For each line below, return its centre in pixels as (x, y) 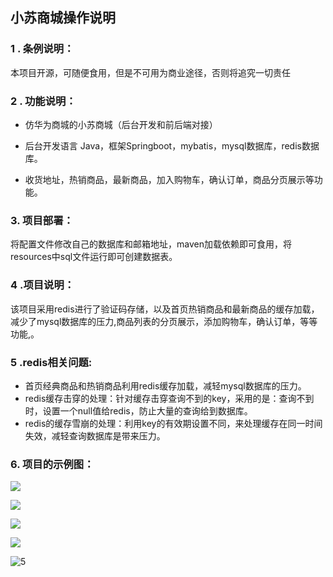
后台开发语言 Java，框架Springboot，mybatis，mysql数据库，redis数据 (172, 145)
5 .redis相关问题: (51, 362)
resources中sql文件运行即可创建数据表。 (94, 257)
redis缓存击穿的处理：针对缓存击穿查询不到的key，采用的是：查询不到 (169, 398)
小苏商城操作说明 (63, 18)
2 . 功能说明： (43, 101)
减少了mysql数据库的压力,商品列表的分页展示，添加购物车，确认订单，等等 (164, 321)
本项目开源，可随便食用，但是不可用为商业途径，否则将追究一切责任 (150, 72)
